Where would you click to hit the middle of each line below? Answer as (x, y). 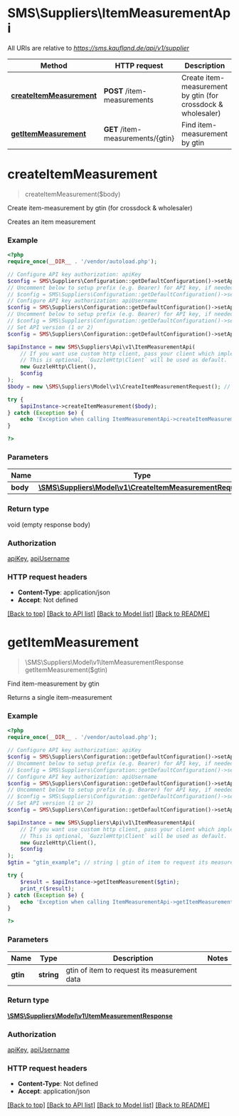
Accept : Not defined (48, 600)
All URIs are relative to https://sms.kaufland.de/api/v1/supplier (99, 48)
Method (54, 66)
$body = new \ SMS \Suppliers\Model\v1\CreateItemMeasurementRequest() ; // (119, 386)
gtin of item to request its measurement (132, 970)
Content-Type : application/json (64, 592)
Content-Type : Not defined (58, 1084)
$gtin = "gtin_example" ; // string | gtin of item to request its (108, 863)
